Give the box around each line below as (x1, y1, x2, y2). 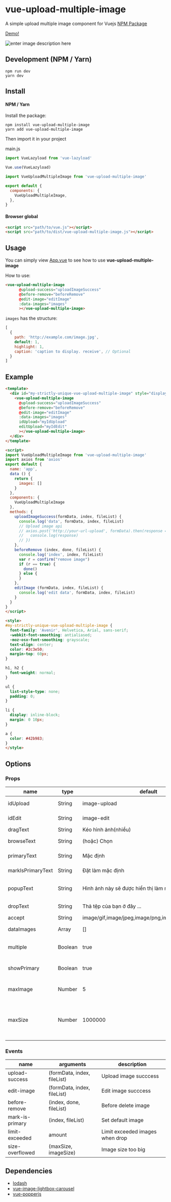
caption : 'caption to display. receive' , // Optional (14, 349, 131, 354)
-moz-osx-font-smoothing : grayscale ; (10, 637, 90, 642)
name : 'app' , (10, 466, 38, 472)
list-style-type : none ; (10, 689, 60, 694)
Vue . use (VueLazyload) (5, 165, 51, 170)
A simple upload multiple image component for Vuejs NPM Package (5, 20, 148, 27)
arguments (59, 1061, 87, 1068)
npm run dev (5, 68, 31, 74)
